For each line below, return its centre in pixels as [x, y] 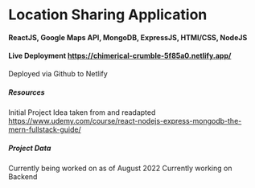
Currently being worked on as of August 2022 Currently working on [120, 168]
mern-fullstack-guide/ [45, 129]
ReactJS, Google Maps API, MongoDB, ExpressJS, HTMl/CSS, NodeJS [128, 37]
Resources [27, 92]
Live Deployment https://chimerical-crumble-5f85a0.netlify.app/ [120, 56]
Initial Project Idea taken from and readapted [82, 112]
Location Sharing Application [108, 15]
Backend [23, 176]
